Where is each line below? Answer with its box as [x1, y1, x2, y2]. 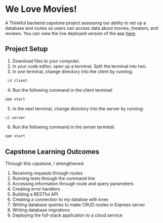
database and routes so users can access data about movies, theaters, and [5, 25, 159, 31]
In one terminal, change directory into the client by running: [12, 68, 133, 74]
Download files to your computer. [12, 58, 81, 64]
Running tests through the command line [12, 175, 95, 181]
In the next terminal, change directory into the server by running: [12, 106, 144, 111]
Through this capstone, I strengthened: [5, 161, 85, 167]
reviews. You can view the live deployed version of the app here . [5, 30, 137, 36]
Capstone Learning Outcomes [5, 147, 100, 156]
